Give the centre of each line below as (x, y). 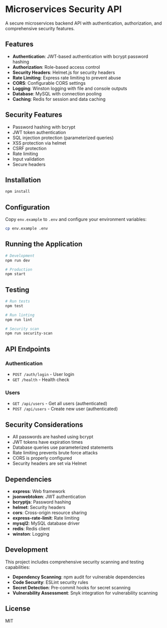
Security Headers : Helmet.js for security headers (64, 72)
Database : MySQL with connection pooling (57, 93)
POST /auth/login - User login (43, 374)
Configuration (28, 207)
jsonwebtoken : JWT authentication (49, 496)
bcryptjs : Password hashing (42, 502)
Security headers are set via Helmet (49, 463)
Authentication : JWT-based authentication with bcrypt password (80, 56)
